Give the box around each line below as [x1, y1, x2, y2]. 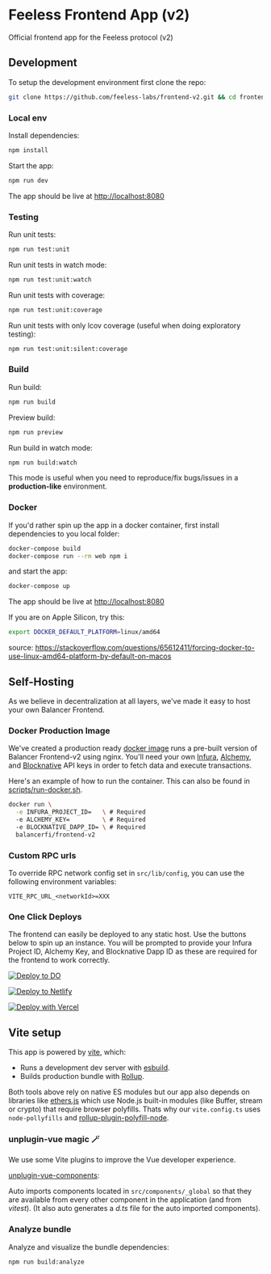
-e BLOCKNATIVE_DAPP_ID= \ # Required [15, 823, 147, 831]
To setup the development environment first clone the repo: [8, 77, 206, 87]
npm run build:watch [8, 459, 78, 467]
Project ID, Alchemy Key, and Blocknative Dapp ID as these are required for [8, 946, 258, 956]
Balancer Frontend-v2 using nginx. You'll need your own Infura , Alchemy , [8, 752, 252, 762]
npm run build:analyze [8, 1258, 85, 1266]
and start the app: [8, 566, 68, 576]
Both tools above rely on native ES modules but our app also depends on [8, 1087, 250, 1097]
